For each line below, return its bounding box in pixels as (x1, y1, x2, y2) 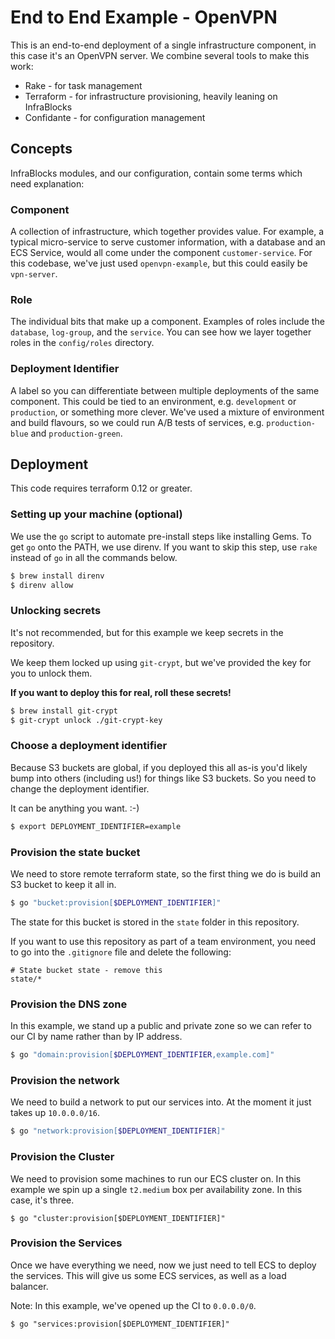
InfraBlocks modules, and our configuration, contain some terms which (10, 167, 303, 179)
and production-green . (30, 427, 123, 439)
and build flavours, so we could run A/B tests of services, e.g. (10, 416, 265, 428)
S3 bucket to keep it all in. (10, 879, 117, 891)
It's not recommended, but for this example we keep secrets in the (10, 626, 284, 638)
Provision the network (10, 1073, 120, 1087)
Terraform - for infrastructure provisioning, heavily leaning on (24, 90, 278, 102)
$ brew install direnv (10, 571, 105, 581)
